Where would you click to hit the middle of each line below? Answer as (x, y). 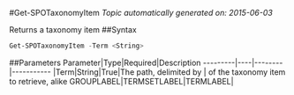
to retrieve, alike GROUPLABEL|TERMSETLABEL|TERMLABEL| (121, 81)
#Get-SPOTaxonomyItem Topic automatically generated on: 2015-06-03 (141, 13)
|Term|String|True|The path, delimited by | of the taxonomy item (169, 72)
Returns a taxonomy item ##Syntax (73, 29)
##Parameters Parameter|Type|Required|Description (105, 62)
